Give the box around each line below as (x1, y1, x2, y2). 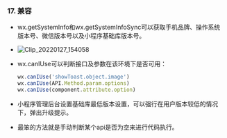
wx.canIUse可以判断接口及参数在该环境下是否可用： (17, 60, 167, 68)
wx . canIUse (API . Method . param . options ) (17, 80, 130, 87)
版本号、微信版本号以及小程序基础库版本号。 (17, 32, 146, 40)
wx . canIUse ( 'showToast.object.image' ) (17, 74, 130, 81)
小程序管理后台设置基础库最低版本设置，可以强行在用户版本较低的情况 (17, 99, 219, 108)
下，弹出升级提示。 (17, 108, 73, 117)
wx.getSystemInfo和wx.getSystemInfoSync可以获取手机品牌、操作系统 (17, 23, 221, 32)
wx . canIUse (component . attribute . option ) (17, 86, 136, 94)
